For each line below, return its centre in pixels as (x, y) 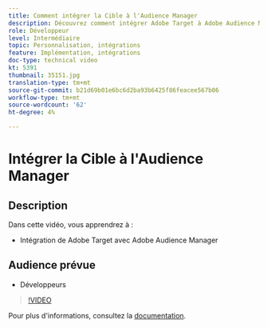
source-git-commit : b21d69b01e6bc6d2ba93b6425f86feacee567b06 (114, 90)
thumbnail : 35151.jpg (44, 75)
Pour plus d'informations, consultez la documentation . (97, 315)
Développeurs (43, 284)
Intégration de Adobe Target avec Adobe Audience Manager (119, 240)
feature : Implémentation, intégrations (75, 53)
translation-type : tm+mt (49, 82)
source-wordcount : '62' (48, 105)
